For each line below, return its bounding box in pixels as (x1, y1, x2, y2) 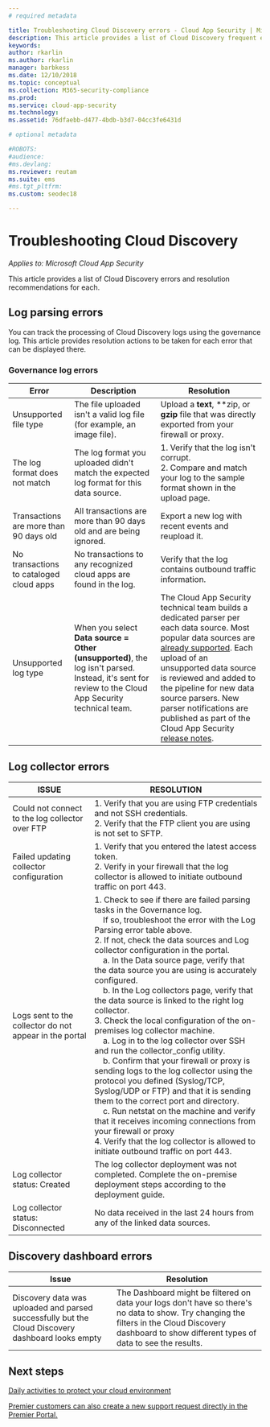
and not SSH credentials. (94, 807, 188, 819)
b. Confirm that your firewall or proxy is (103, 1055, 251, 1066)
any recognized (74, 559, 133, 570)
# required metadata (8, 11, 78, 20)
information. (160, 574, 207, 585)
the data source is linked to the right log (94, 995, 243, 1006)
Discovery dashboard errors (8, 1249, 153, 1264)
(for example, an (74, 419, 137, 431)
